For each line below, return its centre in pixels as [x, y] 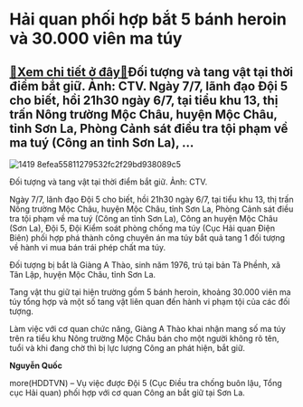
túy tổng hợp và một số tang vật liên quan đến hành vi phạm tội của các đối [150, 302]
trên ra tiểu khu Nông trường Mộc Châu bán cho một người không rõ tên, [144, 338]
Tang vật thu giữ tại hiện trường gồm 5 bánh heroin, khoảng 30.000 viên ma [150, 292]
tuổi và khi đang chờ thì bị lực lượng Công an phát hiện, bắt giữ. [128, 348]
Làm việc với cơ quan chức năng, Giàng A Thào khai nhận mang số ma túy [148, 329]
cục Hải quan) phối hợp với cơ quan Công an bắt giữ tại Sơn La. [128, 393]
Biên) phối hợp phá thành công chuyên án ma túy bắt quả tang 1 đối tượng [147, 238]
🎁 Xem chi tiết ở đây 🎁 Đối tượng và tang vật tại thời [151, 72]
